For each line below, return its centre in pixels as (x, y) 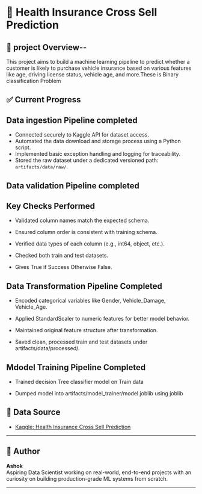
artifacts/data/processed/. (47, 348)
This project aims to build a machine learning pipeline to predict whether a (98, 62)
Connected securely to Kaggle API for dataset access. (82, 135)
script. (23, 147)
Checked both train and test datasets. (62, 256)
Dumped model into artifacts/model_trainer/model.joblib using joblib (99, 394)
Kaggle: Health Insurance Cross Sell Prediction (73, 427)
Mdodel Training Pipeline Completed (76, 367)
